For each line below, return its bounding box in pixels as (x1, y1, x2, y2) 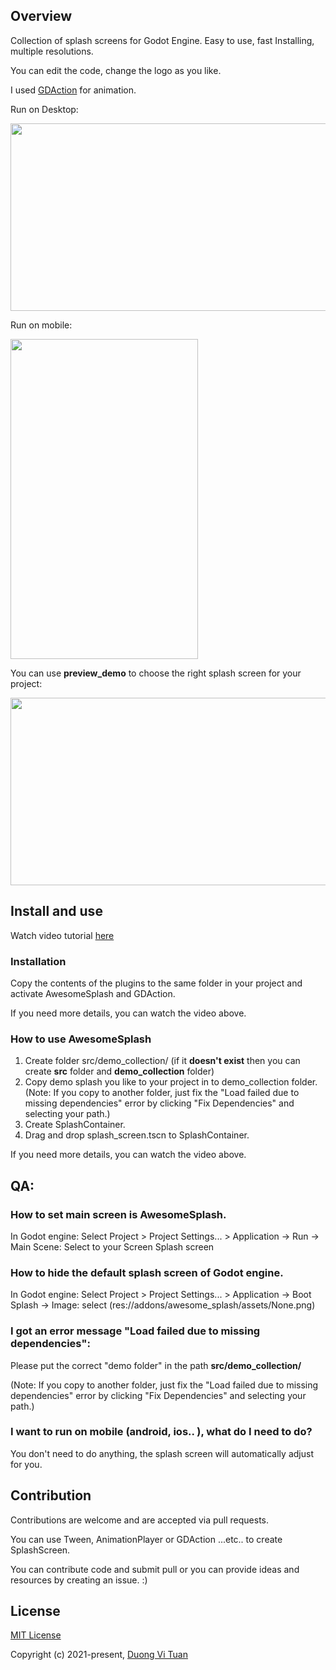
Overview (10, 8, 73, 25)
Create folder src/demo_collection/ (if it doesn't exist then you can (24, 1055, 301, 1067)
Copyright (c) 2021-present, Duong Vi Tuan (10, 1649, 188, 1661)
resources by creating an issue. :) (10, 1574, 148, 1586)
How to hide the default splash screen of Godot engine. (10, 1265, 284, 1279)
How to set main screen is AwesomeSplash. (10, 1207, 227, 1221)
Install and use (10, 903, 103, 920)
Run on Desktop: (10, 103, 79, 115)
